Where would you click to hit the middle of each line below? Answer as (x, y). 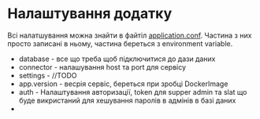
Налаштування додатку (90, 14)
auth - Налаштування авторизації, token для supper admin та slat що (133, 92)
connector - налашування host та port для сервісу (102, 67)
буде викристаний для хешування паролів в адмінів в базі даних (127, 100)
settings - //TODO (48, 75)
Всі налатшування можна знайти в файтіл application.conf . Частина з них (130, 35)
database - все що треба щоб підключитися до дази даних (117, 59)
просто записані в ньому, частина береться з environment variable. (120, 43)
